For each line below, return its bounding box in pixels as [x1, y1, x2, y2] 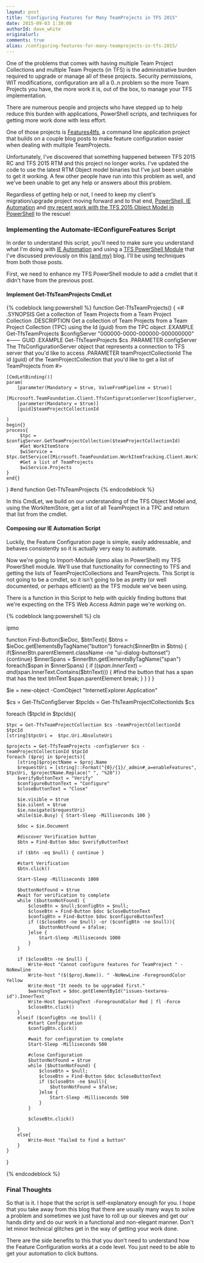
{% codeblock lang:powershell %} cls [6, 612, 101, 619]
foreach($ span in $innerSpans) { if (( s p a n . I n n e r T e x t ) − [6, 661, 143, 669]
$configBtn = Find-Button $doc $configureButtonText [28, 913, 165, 919]
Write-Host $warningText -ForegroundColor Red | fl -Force [28, 998, 181, 1004]
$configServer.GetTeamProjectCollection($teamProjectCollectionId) [6, 438, 181, 444]
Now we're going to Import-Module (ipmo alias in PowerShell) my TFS [6, 556, 181, 563]
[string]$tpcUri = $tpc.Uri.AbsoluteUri [6, 732, 113, 739]
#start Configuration [28, 1020, 83, 1026]
